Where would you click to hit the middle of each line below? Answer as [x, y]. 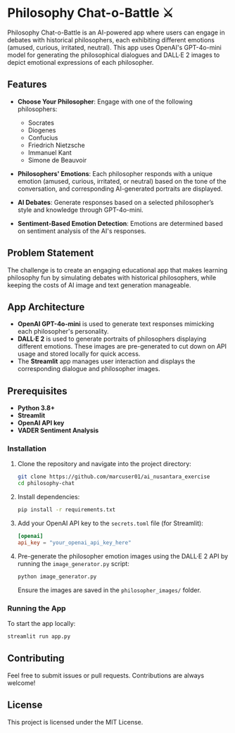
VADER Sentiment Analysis [58, 430]
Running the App [37, 608]
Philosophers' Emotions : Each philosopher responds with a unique [115, 173]
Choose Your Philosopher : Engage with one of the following [105, 101]
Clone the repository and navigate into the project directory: [104, 464]
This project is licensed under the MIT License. [75, 722]
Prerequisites [37, 391]
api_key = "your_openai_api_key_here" [74, 543]
